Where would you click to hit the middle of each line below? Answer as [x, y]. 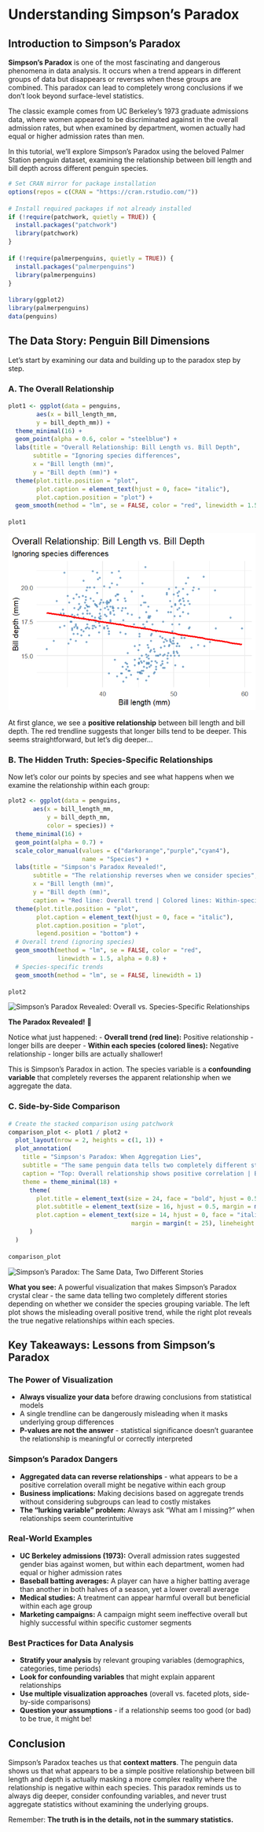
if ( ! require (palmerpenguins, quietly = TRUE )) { [91, 258]
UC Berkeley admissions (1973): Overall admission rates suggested [130, 1556]
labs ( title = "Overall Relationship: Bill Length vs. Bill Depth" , [128, 448]
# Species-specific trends [59, 967]
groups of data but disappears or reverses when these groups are [115, 79]
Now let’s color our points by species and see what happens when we [121, 777]
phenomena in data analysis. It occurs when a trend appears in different [125, 71]
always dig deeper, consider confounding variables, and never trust [117, 1796]
